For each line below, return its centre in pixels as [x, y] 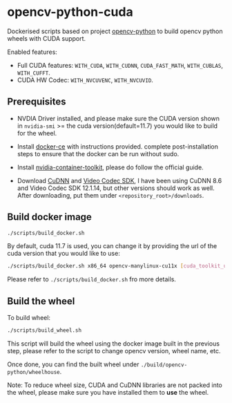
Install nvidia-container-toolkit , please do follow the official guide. [110, 167]
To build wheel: [29, 318]
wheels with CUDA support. [47, 38]
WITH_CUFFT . [33, 73]
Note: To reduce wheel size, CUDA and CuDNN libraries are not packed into [115, 385]
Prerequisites [37, 102]
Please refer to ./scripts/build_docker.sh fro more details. [91, 279]
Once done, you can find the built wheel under [73, 364]
